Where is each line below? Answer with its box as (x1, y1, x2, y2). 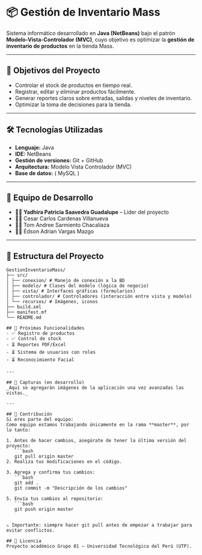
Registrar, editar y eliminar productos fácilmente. (14, 88, 136, 95)
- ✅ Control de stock (6, 336, 62, 342)
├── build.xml (6, 304, 42, 310)
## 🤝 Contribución (6, 411, 52, 417)
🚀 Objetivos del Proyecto (6, 65, 100, 76)
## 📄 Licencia (6, 538, 42, 544)
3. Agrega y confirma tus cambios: (6, 469, 96, 475)
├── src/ (6, 272, 28, 278)
